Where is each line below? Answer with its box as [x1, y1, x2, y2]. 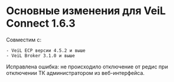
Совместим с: [6, 36, 42, 43]
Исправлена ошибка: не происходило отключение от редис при [6, 63, 168, 70]
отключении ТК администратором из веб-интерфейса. [6, 69, 145, 76]
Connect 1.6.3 [6, 17, 75, 30]
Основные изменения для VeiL [6, 4, 166, 18]
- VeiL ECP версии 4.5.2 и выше [6, 47, 86, 54]
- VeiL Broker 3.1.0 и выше [6, 53, 75, 58]
